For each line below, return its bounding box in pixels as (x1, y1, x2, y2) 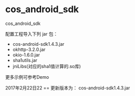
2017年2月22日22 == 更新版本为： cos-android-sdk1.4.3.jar (5, 85, 130, 91)
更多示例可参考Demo (5, 74, 49, 80)
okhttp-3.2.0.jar (12, 46, 46, 52)
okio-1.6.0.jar (12, 52, 40, 58)
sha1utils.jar (12, 57, 38, 63)
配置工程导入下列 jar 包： (5, 30, 58, 37)
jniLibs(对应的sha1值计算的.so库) (12, 63, 81, 69)
